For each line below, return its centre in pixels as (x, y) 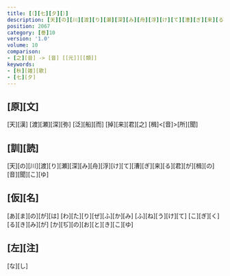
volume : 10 (23, 45)
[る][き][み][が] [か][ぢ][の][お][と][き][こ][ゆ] (70, 224)
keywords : (21, 64)
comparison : (24, 52)
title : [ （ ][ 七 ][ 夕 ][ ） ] (38, 13)
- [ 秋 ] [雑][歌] (27, 71)
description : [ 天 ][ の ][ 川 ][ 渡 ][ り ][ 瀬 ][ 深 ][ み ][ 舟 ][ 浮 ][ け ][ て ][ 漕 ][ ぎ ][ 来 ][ (113, 20)
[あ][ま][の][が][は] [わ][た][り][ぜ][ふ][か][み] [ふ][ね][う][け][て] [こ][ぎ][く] (114, 216)
